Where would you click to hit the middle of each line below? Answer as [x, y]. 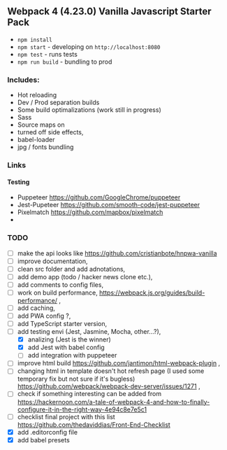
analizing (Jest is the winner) [69, 339]
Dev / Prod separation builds [58, 103]
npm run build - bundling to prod [65, 62]
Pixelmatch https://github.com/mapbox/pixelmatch [90, 212]
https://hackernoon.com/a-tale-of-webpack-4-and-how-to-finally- [113, 402]
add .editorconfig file [47, 432]
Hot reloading [37, 95]
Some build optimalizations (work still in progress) [89, 110]
